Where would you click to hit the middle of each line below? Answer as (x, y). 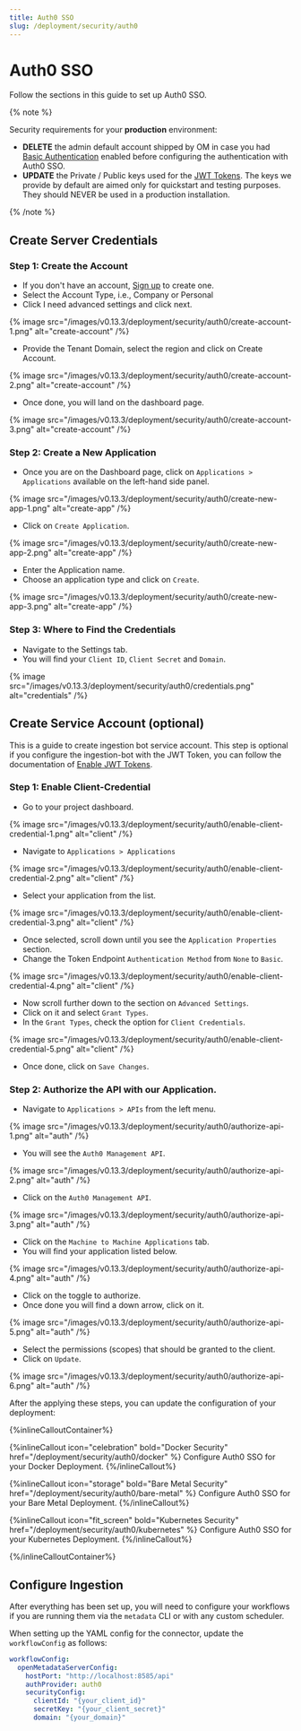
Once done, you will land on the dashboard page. (113, 402)
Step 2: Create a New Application (83, 453)
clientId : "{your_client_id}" (89, 1701)
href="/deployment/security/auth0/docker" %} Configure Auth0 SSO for (142, 1457)
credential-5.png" (42, 1049)
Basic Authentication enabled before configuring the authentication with (155, 157)
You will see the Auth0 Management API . (94, 1154)
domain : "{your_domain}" (79, 1718)
